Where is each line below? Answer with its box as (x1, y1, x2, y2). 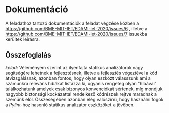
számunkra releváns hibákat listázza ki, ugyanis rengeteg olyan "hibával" (5, 80, 157, 86)
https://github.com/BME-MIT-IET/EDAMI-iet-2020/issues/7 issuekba (5, 31, 147, 37)
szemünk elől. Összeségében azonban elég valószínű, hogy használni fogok (5, 96, 164, 102)
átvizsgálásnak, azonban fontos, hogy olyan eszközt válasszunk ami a (5, 75, 151, 81)
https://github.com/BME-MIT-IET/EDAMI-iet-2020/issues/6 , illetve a (5, 25, 148, 31)
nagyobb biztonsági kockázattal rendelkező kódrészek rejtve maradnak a (5, 91, 157, 97)
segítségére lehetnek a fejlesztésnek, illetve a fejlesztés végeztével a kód (5, 70, 158, 76)
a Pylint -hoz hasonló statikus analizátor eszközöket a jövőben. (5, 102, 135, 108)
